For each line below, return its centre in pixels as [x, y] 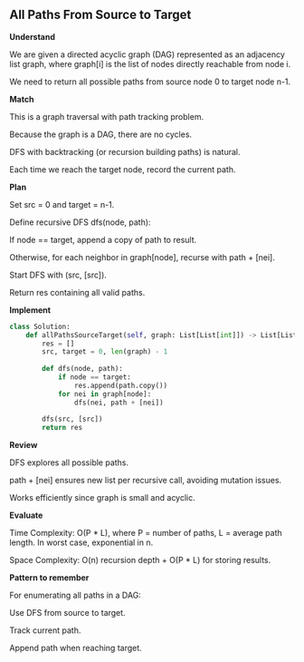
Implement [30, 310]
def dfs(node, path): [83, 369]
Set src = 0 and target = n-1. [62, 204]
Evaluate [26, 515]
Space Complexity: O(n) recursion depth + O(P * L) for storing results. [140, 560]
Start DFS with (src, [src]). [58, 275]
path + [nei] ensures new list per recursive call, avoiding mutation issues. [146, 481]
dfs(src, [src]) [72, 419]
